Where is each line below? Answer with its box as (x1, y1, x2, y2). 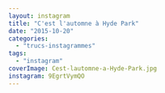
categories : (8, 34, 49, 43)
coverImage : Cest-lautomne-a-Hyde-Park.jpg (8, 65, 158, 73)
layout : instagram (8, 11, 70, 20)
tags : (8, 49, 27, 57)
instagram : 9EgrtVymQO (8, 72, 85, 80)
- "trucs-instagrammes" (15, 42, 95, 50)
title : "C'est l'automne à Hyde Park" (8, 19, 139, 27)
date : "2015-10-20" (8, 27, 74, 35)
